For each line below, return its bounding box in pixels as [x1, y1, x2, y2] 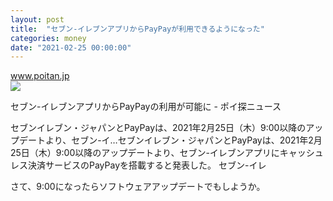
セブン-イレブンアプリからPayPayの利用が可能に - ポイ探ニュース [10, 101, 282, 113]
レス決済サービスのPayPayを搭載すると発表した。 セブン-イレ [10, 159, 267, 171]
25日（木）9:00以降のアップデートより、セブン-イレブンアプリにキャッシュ [10, 147, 324, 159]
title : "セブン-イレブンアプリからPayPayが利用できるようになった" [10, 24, 265, 34]
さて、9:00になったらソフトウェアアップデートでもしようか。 [10, 181, 266, 193]
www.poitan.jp [10, 70, 70, 82]
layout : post [10, 14, 65, 25]
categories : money [10, 33, 87, 43]
